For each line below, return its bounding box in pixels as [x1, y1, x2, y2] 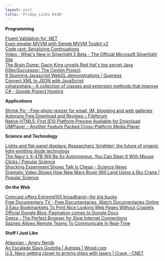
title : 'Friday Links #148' [5, 12, 64, 17]
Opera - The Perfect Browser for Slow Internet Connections [5, 215, 128, 221]
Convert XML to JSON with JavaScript [5, 78, 84, 84]
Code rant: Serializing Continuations [5, 46, 80, 52]
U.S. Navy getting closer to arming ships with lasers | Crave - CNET [5, 250, 144, 256]
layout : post [5, 7, 32, 12]
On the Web [5, 184, 30, 190]
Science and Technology [5, 133, 58, 139]
